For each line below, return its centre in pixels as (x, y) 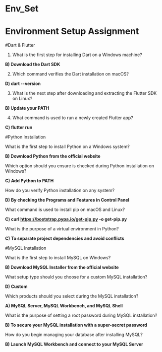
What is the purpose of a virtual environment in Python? (62, 229)
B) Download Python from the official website (53, 156)
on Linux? (22, 99)
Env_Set (22, 9)
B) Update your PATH (27, 108)
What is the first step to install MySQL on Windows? (58, 258)
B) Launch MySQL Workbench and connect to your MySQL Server (74, 344)
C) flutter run (19, 128)
